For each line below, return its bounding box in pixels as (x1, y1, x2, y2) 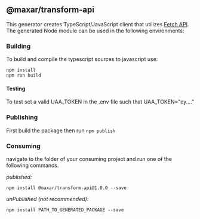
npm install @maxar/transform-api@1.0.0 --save (6, 185, 127, 191)
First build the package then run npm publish (6, 127, 116, 134)
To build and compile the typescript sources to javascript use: (6, 56, 158, 63)
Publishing (6, 113, 38, 121)
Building (6, 42, 31, 50)
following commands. (6, 162, 59, 169)
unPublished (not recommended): (6, 195, 89, 202)
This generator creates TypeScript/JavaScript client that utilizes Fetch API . (6, 20, 189, 28)
